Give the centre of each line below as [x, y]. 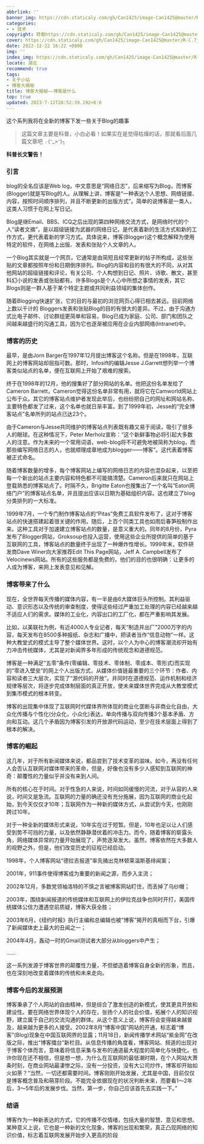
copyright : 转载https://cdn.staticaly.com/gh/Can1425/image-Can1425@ [95, 35]
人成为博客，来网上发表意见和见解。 [52, 567]
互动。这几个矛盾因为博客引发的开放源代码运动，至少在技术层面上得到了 [107, 721]
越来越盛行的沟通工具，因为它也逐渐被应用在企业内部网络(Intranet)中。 [100, 323]
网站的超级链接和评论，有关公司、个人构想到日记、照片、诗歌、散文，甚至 [104, 272]
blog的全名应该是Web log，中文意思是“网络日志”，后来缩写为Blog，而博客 [99, 186]
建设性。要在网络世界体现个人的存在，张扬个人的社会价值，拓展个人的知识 [99, 1012]
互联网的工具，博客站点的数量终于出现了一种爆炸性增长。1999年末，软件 [97, 544]
